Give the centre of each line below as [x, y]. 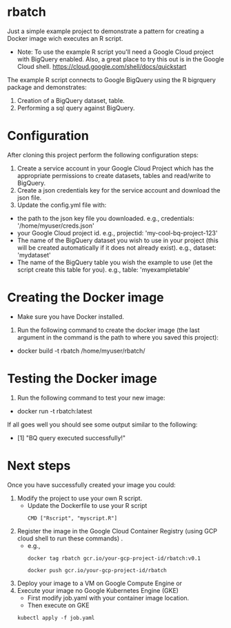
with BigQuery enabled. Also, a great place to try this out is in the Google [120, 59]
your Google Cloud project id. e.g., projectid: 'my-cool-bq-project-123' [117, 233]
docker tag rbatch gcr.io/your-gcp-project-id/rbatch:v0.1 [114, 558]
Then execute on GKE [58, 605]
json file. [29, 197]
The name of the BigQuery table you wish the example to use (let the [115, 262]
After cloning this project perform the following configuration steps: [103, 155]
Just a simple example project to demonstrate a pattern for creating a [106, 31]
